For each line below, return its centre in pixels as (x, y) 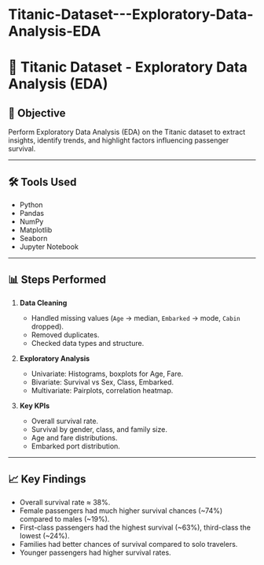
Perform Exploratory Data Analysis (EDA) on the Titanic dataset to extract (127, 132)
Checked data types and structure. (88, 343)
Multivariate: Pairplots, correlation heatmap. (102, 390)
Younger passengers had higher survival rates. (95, 552)
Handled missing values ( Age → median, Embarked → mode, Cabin (136, 318)
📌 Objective (37, 113)
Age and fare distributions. (74, 437)
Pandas (32, 213)
